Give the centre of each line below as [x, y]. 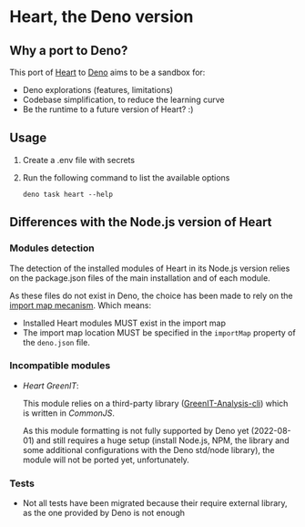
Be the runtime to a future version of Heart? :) [108, 109]
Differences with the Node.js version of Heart [141, 222]
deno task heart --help [68, 194]
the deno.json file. [56, 342]
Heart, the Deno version [102, 17]
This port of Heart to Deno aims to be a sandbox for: [107, 72]
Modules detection [52, 248]
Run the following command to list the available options [126, 177]
